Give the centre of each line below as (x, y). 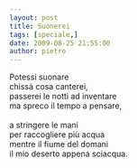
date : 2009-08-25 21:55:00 (60, 43)
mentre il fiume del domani (59, 145)
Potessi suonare (39, 77)
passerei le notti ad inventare (63, 97)
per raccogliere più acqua (57, 135)
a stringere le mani (44, 125)
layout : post (34, 18)
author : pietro (38, 51)
